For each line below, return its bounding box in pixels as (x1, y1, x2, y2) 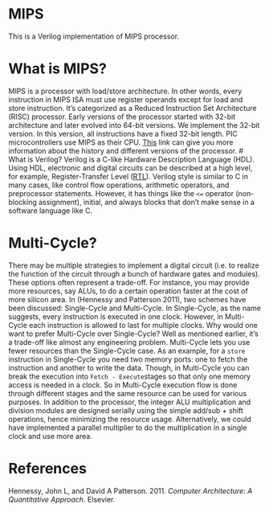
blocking (8, 197, 38, 207)
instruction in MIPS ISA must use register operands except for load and (8, 94, 243, 104)
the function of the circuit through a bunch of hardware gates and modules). (8, 268, 261, 278)
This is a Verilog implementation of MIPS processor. (8, 31, 179, 41)
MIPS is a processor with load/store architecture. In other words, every (8, 86, 243, 96)
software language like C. (8, 206, 93, 215)
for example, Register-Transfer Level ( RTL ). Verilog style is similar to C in (8, 171, 249, 181)
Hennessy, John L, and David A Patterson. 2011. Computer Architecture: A (8, 485, 253, 495)
